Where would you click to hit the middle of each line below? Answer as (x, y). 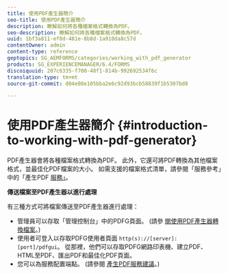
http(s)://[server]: (148, 239)
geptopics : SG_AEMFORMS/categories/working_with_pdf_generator (99, 58)
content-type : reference (42, 52)
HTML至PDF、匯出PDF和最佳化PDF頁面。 (76, 256)
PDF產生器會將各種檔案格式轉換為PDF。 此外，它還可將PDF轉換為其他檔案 (112, 160)
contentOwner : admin (37, 45)
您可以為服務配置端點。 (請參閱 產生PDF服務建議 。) (88, 264)
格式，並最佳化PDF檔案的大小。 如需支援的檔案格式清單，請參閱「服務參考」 (114, 169)
